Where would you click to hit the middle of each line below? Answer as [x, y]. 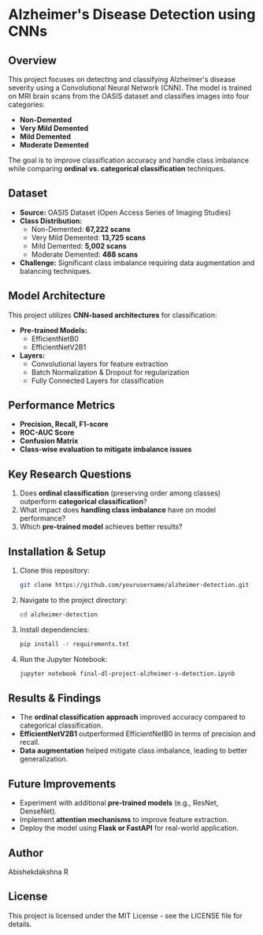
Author [26, 853]
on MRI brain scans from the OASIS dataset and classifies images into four [129, 96]
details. [20, 924]
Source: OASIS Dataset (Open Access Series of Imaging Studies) [125, 212]
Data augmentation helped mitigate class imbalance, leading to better [133, 750]
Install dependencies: [54, 630]
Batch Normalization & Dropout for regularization [110, 372]
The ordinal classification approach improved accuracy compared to [133, 717]
